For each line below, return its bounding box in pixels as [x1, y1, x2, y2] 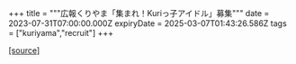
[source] [8, 45, 40, 56]
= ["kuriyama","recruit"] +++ [8, 28, 114, 38]
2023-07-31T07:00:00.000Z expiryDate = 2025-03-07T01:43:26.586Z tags [8, 18, 287, 29]
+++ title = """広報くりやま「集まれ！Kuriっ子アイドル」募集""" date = [8, 8, 270, 18]
